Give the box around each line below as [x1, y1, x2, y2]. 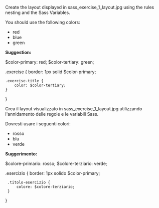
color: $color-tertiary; [14, 83, 66, 88]
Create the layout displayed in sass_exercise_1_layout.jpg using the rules [5, 5, 154, 10]
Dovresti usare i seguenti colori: [5, 121, 71, 127]
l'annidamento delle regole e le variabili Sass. [5, 111, 99, 117]
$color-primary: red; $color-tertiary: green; [5, 59, 94, 65]
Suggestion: [5, 50, 32, 55]
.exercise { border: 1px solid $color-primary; [5, 69, 96, 75]
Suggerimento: [5, 151, 38, 157]
